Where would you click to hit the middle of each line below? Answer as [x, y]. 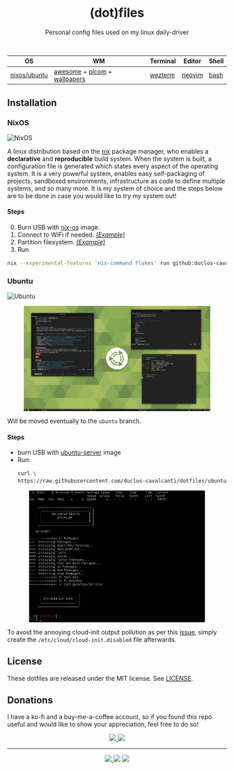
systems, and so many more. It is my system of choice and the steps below [115, 188]
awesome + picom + [83, 71]
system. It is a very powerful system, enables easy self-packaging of [106, 173]
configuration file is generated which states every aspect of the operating [113, 166]
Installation [32, 103]
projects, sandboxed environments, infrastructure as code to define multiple [116, 181]
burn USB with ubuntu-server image [69, 452]
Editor [193, 61]
